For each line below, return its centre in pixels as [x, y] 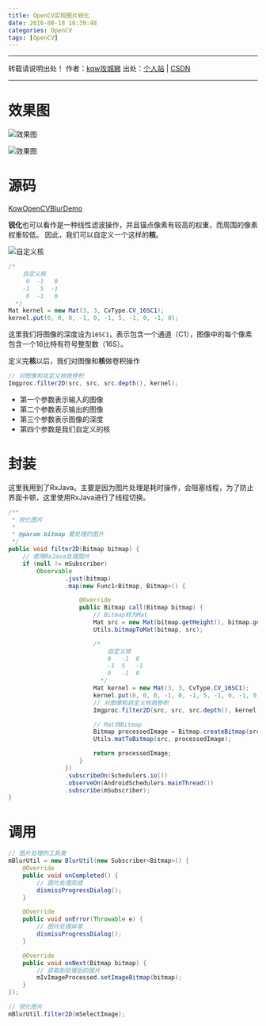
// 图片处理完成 [60, 883]
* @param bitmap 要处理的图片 [58, 534]
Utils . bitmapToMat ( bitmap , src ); [148, 629]
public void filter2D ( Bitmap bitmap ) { [74, 549]
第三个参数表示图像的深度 [61, 419]
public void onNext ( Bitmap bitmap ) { [85, 963]
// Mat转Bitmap [118, 724]
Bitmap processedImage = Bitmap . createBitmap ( [171, 732]
